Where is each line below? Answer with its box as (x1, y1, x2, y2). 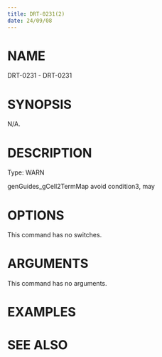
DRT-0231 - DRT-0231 (7, 71, 72, 80)
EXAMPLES (7, 304, 76, 321)
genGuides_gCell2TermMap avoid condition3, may (7, 182, 155, 191)
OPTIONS (7, 207, 65, 223)
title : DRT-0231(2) (7, 10, 65, 18)
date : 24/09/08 (7, 17, 53, 24)
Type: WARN (7, 168, 45, 177)
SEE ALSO (7, 336, 68, 353)
